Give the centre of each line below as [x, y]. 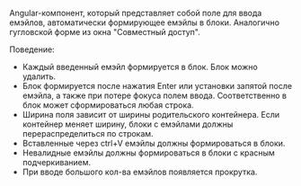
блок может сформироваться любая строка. [108, 105]
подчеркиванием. [57, 162]
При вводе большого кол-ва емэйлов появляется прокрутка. [140, 172]
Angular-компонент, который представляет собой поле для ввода [136, 13]
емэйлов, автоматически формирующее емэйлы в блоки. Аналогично [145, 22]
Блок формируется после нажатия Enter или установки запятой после [157, 86]
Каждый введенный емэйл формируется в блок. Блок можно [140, 67]
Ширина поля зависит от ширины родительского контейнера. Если [151, 115]
